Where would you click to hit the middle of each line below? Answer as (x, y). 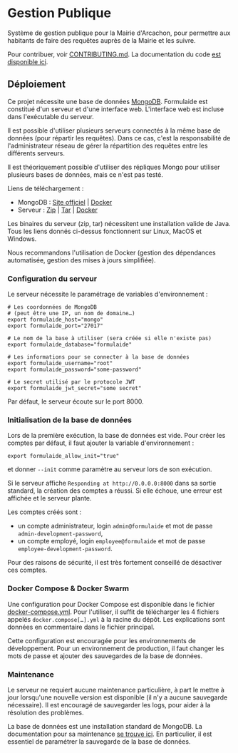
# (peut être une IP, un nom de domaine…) (71, 314)
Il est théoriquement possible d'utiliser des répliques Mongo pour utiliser (114, 167)
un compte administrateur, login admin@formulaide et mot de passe (115, 526)
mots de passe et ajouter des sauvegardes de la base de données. (105, 656)
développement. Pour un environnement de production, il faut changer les (116, 648)
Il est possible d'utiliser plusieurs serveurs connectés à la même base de (114, 130)
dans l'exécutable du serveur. (51, 116)
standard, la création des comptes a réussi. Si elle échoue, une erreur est (115, 491)
